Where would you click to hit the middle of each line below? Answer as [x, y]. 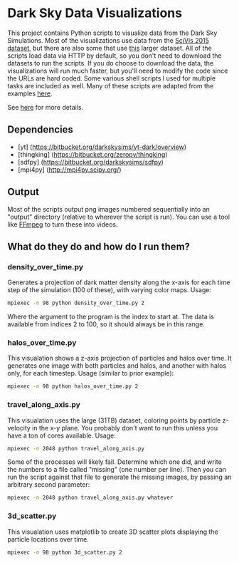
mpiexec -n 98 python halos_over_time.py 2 [73, 386]
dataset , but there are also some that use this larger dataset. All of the [110, 48]
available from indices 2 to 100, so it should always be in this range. [106, 324]
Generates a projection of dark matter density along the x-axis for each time [119, 282]
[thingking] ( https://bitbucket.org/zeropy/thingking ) [92, 154]
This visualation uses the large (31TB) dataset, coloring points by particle [114, 420]
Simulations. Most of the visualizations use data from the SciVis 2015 [108, 40]
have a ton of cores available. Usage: [62, 435]
